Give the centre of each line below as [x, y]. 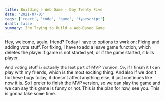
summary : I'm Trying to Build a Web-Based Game [55, 28]
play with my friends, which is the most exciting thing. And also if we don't [81, 72]
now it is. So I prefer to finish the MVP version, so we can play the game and [83, 83]
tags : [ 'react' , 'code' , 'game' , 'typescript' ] [55, 19]
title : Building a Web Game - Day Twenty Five [54, 10]
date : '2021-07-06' [25, 14]
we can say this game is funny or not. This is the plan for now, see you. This [82, 88]
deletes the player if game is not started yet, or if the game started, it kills [80, 53]
